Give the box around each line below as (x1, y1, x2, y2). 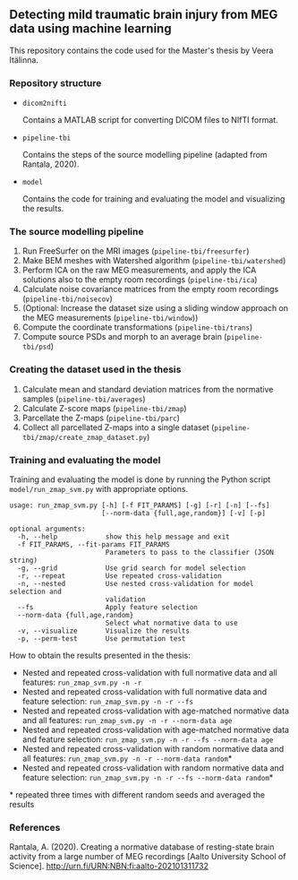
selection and (9, 587, 63, 596)
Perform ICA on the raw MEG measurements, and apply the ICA (21, 264, 257, 276)
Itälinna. (9, 54, 38, 65)
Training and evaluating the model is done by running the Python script (9, 474, 271, 485)
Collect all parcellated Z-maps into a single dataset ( (21, 421, 215, 433)
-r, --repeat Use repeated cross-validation (17, 572, 222, 581)
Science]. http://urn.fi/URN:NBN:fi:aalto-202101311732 (9, 860, 209, 872)
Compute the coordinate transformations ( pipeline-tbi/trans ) (21, 322, 253, 332)
